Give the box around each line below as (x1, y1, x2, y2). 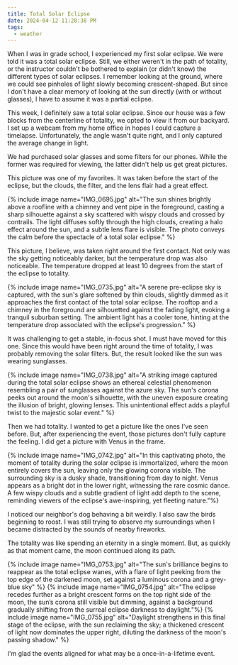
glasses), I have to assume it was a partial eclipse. (7, 95, 154, 104)
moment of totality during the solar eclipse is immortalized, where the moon (7, 458, 229, 467)
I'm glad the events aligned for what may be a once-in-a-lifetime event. (7, 649, 215, 658)
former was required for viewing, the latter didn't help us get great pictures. (7, 160, 228, 169)
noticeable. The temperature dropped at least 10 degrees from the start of (7, 262, 223, 270)
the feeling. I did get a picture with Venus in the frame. (7, 437, 166, 446)
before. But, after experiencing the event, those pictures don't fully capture (7, 430, 227, 439)
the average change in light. (7, 139, 89, 148)
